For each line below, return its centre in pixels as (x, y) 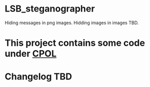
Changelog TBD (38, 77)
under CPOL (31, 54)
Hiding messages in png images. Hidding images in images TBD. (72, 23)
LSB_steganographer (50, 9)
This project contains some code (75, 43)
